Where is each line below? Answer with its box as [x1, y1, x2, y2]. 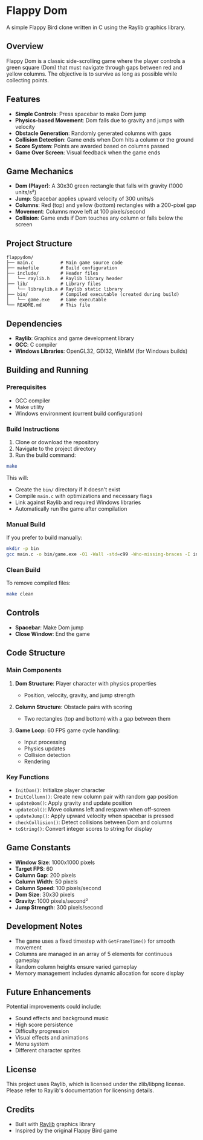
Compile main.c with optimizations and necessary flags [14, 492, 153, 499]
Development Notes [6, 921, 83, 932]
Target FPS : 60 [14, 865, 53, 872]
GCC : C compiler [14, 341, 57, 348]
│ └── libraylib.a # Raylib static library [6, 286, 123, 292]
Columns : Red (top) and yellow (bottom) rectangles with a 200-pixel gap [14, 201, 196, 209]
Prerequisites [6, 383, 47, 391]
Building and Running [6, 365, 89, 375]
